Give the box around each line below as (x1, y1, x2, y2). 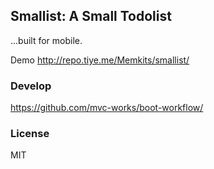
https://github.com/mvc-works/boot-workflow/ (10, 102, 204, 114)
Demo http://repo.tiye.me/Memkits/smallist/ (10, 54, 190, 66)
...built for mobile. (10, 34, 83, 46)
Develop (10, 79, 52, 93)
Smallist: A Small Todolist (10, 8, 172, 25)
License (10, 127, 50, 141)
